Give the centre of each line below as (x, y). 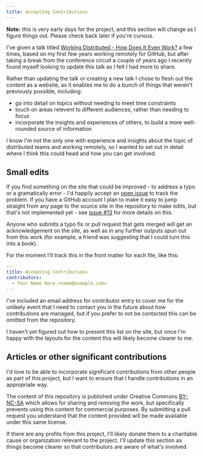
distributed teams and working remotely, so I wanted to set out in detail (95, 147)
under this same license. (37, 422)
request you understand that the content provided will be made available (97, 415)
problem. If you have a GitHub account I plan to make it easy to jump (92, 200)
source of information (65, 128)
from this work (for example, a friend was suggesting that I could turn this (98, 237)
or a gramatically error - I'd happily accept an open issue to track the (92, 193)
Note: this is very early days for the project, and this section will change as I (101, 29)
